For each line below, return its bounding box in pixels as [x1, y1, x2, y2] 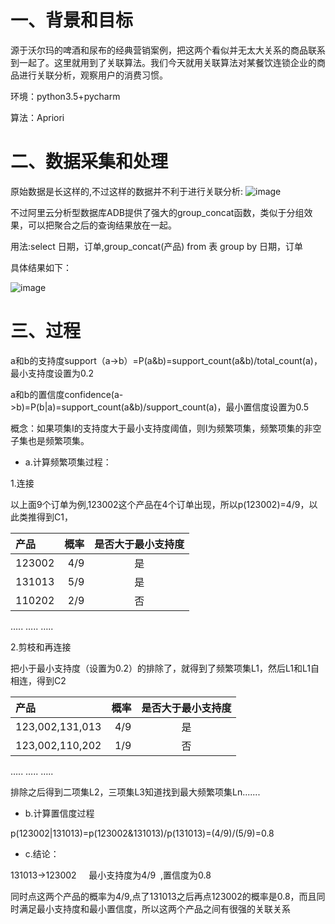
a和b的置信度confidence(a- [10, 388, 124, 400]
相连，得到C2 [10, 674, 67, 686]
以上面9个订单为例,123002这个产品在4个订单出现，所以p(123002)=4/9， [10, 498, 310, 510]
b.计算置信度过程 [24, 807, 95, 819]
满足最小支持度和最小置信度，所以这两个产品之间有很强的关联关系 [18, 902, 291, 915]
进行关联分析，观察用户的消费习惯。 [18, 69, 168, 81]
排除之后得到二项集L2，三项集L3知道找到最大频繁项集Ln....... [10, 786, 261, 798]
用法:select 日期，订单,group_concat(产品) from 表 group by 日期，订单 [10, 240, 303, 252]
